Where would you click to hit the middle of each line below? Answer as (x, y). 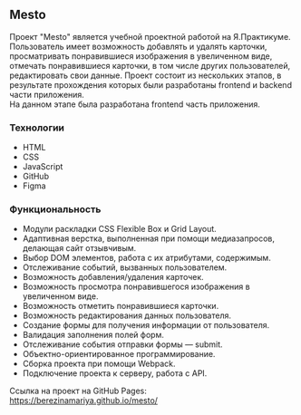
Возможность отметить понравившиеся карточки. (121, 306)
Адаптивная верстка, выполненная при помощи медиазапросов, (148, 238)
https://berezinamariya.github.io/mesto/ (84, 401)
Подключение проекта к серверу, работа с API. (115, 373)
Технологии (37, 128)
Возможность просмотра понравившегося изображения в (136, 287)
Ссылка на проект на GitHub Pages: (78, 391)
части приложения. (47, 94)
